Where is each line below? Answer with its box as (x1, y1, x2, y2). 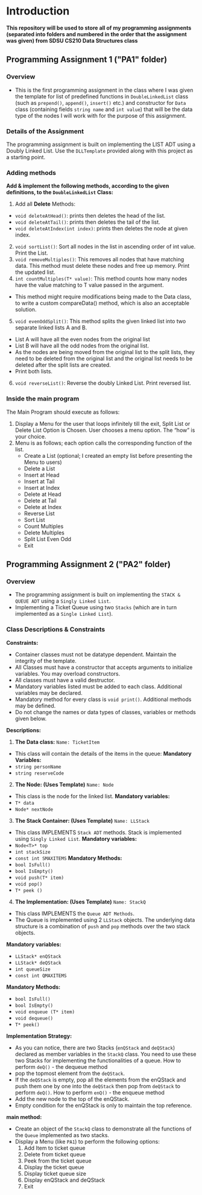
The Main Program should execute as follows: (6, 408, 120, 416)
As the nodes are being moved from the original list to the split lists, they (14, 349, 195, 356)
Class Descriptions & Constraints (6, 626, 106, 634)
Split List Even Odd (24, 535, 71, 542)
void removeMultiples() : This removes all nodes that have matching (14, 256, 185, 263)
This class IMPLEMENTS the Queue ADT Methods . (14, 910, 134, 917)
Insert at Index (24, 484, 60, 491)
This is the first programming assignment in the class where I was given (14, 86, 194, 94)
